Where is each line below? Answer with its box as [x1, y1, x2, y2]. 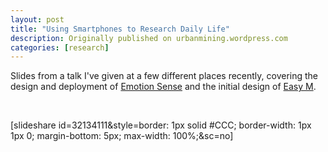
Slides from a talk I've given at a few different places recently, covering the [10, 70, 319, 82]
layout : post [10, 14, 65, 25]
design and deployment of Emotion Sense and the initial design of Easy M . [10, 81, 317, 93]
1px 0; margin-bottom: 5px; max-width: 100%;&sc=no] [10, 130, 234, 142]
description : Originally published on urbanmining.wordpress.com [10, 33, 288, 43]
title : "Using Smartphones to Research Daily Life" [10, 24, 230, 34]
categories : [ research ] [10, 42, 110, 53]
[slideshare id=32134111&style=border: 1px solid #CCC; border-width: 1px [10, 119, 312, 131]
